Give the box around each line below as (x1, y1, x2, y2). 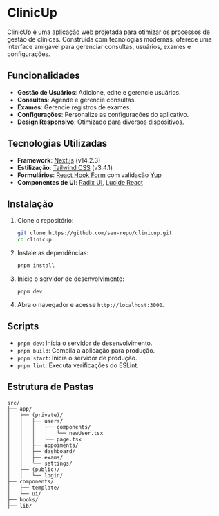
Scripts (7, 320, 39, 333)
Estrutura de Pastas (7, 381, 94, 393)
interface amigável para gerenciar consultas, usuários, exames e (7, 42, 191, 50)
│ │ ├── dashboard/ (7, 448, 76, 454)
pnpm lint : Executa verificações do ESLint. (17, 361, 140, 369)
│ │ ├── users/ (7, 417, 64, 425)
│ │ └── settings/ (7, 460, 73, 467)
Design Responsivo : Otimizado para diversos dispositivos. (17, 118, 184, 126)
